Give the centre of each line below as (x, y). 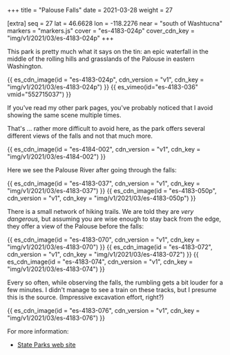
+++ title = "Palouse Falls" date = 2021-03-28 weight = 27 (90, 10)
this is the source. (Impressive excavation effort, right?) (86, 297)
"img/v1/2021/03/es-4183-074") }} (56, 269)
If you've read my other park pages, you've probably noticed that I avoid (110, 108)
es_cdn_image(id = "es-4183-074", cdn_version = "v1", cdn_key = (100, 262)
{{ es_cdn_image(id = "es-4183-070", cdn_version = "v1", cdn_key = (104, 239)
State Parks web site (46, 345)
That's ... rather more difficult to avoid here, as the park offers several (106, 128)
